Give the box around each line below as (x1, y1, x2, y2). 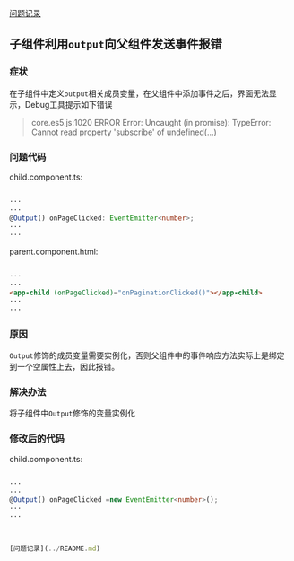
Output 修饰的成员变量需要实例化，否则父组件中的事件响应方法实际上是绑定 (9, 350, 285, 361)
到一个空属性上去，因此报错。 (9, 362, 119, 373)
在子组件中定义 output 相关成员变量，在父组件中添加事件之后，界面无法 (9, 88, 269, 99)
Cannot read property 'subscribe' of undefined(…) (30, 127, 217, 137)
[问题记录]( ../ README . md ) (9, 544, 101, 553)
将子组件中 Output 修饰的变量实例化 (9, 408, 136, 419)
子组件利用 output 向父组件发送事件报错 (9, 37, 222, 52)
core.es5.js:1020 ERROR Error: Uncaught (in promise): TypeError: (30, 117, 272, 127)
